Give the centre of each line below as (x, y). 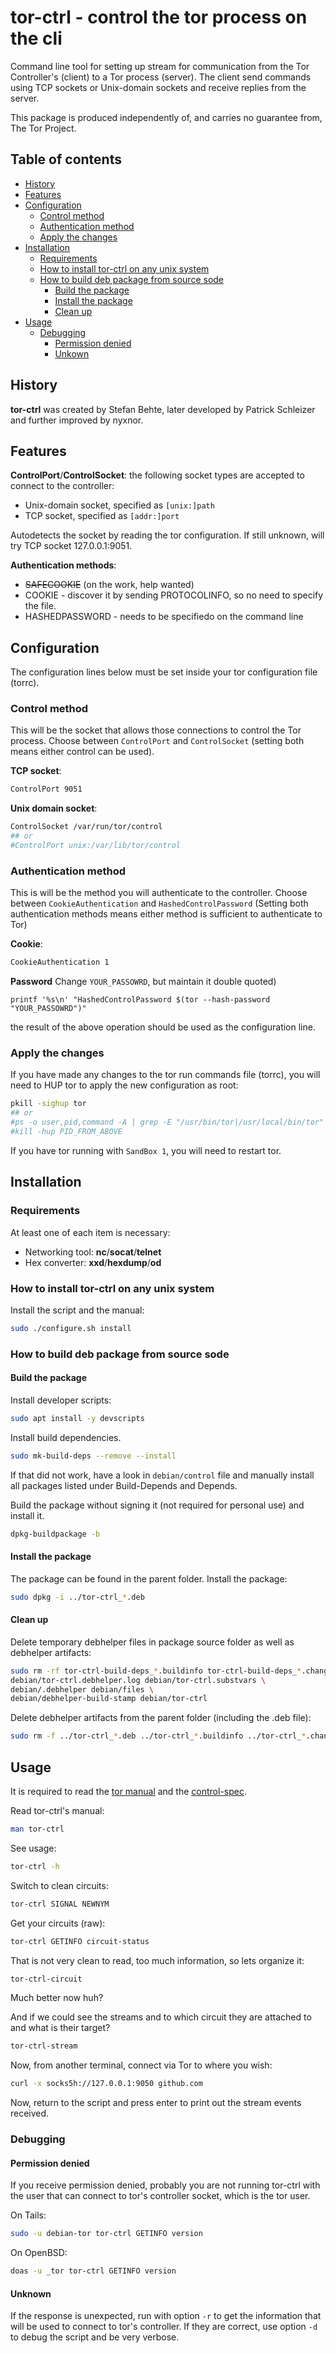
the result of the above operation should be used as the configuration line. (163, 1027)
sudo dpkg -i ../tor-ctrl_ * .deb (77, 1597)
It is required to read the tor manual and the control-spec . (129, 1792)
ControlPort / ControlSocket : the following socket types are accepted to (157, 475)
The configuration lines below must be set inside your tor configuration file (164, 672)
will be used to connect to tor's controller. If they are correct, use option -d (164, 2327)
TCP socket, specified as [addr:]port (102, 516)
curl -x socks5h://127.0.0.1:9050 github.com (106, 2084)
